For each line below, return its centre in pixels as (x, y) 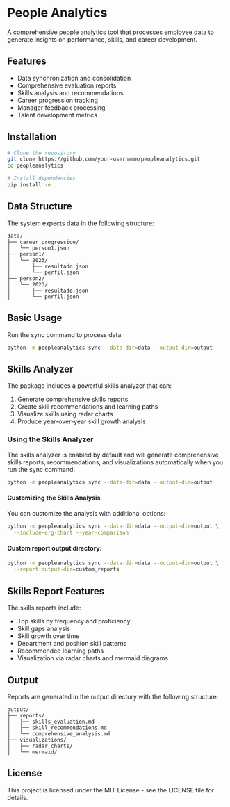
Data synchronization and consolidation (74, 78)
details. (18, 797)
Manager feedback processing (61, 107)
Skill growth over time (48, 636)
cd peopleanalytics (35, 166)
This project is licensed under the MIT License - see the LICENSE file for (110, 790)
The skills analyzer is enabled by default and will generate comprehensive (113, 455)
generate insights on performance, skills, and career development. (102, 39)
